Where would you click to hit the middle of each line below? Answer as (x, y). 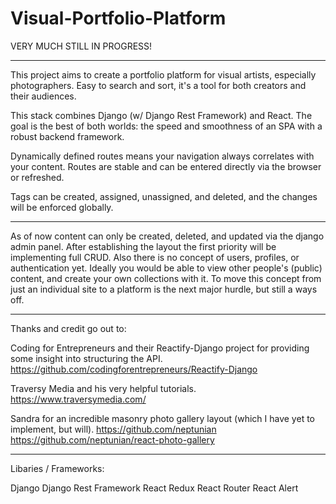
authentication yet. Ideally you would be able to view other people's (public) (166, 268)
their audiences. (43, 96)
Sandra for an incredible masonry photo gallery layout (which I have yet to (162, 418)
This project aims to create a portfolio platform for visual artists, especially (163, 74)
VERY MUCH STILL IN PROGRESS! (81, 46)
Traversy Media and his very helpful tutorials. (103, 388)
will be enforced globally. (62, 207)
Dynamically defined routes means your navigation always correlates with (162, 156)
